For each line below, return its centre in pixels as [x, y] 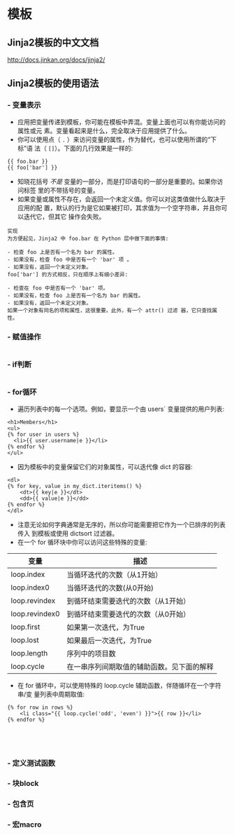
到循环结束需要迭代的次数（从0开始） [129, 614]
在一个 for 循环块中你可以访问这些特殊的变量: [82, 542]
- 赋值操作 [24, 337]
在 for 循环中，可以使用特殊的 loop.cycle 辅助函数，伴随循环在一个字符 [119, 685]
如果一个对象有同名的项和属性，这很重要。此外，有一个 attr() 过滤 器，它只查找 [110, 310]
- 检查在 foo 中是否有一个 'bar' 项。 [58, 288]
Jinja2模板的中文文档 [53, 42]
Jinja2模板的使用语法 [53, 84]
